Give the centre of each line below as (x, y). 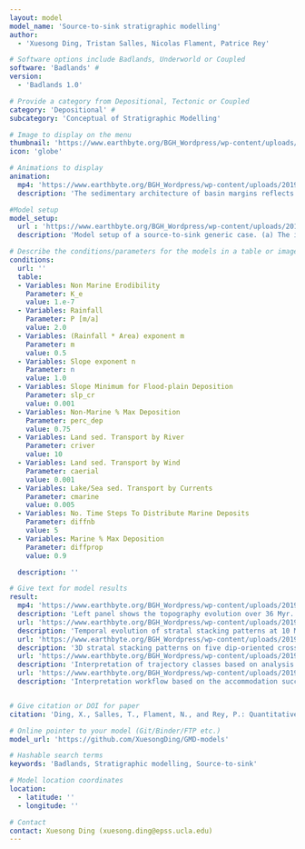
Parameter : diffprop (64, 547)
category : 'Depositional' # (63, 110)
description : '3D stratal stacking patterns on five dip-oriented (146, 648)
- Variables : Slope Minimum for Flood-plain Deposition (125, 387)
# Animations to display (56, 168)
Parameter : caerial (63, 471)
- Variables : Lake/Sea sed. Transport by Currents (115, 488)
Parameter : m (50, 345)
